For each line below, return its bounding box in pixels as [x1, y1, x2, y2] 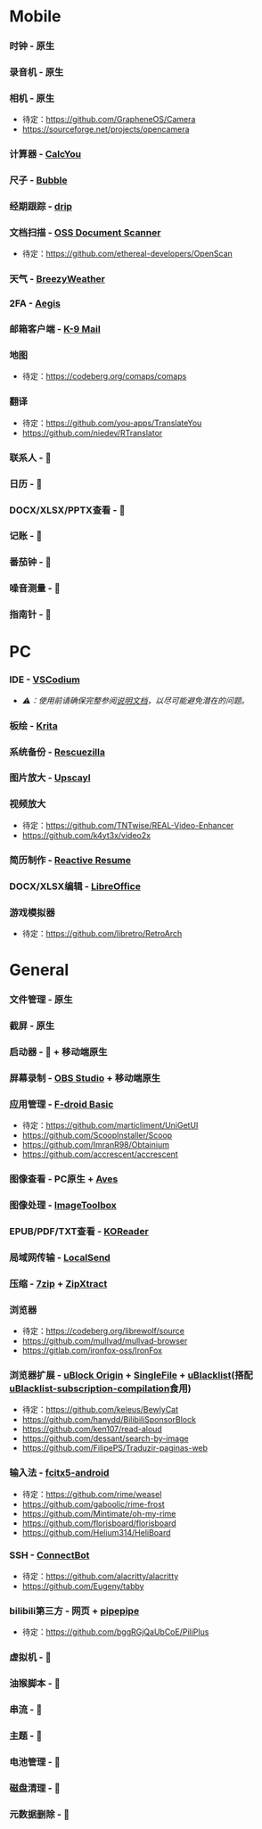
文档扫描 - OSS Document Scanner [9, 227, 161, 239]
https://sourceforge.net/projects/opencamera [21, 124, 190, 135]
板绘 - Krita [9, 720, 58, 732]
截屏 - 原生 [9, 1019, 55, 1032]
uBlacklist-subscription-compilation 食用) [9, 1382, 192, 1395]
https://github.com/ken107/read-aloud [21, 1424, 162, 1435]
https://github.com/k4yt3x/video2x [21, 829, 151, 840]
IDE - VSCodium [9, 673, 80, 686]
